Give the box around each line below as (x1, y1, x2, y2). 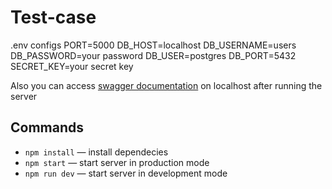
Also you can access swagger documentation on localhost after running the (10, 79, 323, 91)
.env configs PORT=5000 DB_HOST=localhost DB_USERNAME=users (10, 39, 297, 51)
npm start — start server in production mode (24, 156, 210, 168)
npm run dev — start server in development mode (24, 167, 228, 179)
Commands (10, 119, 85, 136)
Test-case (10, 6, 97, 29)
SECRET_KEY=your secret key (10, 60, 134, 72)
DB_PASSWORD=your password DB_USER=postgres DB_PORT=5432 (10, 49, 297, 61)
